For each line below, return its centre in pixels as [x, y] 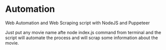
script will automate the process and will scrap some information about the [82, 38]
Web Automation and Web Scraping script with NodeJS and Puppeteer [78, 23]
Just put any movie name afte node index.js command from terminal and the [83, 32]
